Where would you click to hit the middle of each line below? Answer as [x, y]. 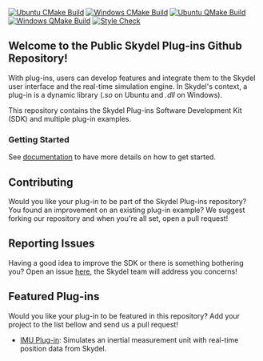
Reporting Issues [52, 244]
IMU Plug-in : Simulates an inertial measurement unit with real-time [129, 339]
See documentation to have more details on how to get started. [112, 157]
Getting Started [39, 139]
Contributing [41, 182]
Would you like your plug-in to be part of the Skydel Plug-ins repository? [128, 201]
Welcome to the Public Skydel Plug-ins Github [125, 46]
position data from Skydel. [63, 348]
